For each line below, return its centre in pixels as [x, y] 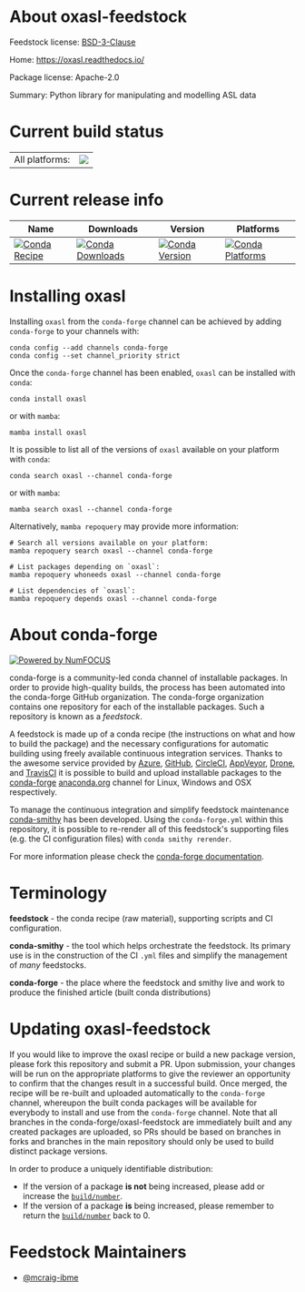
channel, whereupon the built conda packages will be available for [133, 1103]
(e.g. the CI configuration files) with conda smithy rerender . [120, 839]
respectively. [33, 792]
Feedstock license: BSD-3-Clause [73, 42]
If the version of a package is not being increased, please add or [143, 1186]
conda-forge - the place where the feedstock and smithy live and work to [147, 982]
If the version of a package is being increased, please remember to [148, 1206]
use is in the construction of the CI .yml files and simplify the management [148, 955]
